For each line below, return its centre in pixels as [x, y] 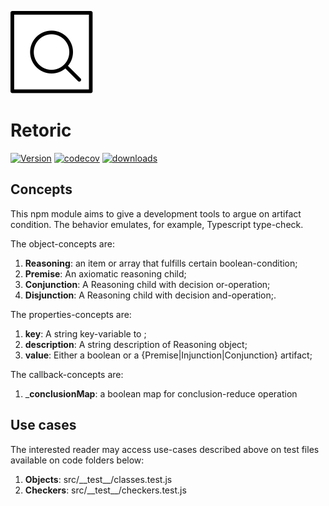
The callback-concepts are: [67, 374]
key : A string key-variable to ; [85, 333]
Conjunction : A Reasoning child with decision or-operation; [147, 284]
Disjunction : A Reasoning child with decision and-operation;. [150, 295]
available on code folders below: [77, 460]
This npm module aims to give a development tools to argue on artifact [156, 213]
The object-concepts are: [62, 243]
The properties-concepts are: [71, 314]
